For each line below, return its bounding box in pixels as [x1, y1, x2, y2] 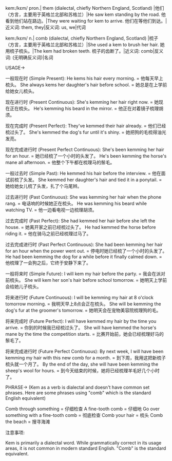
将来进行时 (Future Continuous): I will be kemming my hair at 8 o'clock [5, 295, 154, 300]
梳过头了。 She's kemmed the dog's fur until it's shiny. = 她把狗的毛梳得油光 [5, 129, 167, 135]
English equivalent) [5, 395, 46, 401]
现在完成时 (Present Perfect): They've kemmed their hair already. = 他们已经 [5, 123, 166, 129]
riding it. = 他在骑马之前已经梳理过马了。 [5, 230, 91, 237]
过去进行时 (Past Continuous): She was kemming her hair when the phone [5, 194, 162, 200]
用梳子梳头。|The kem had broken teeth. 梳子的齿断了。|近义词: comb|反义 [5, 48, 164, 54]
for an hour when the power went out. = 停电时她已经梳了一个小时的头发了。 [5, 248, 167, 254]
